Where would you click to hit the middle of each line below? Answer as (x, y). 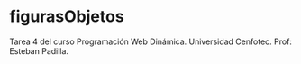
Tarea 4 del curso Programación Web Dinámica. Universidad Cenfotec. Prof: (151, 41)
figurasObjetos (67, 17)
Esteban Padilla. (39, 50)
